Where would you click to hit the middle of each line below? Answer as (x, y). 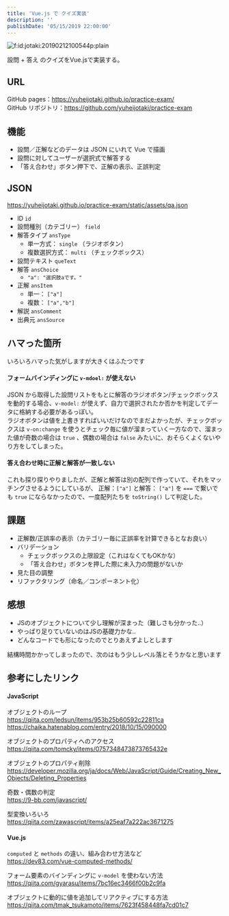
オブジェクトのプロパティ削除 (49, 763)
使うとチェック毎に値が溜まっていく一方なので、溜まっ (145, 429)
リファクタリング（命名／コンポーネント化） (80, 581)
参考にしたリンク (43, 678)
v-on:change (43, 430)
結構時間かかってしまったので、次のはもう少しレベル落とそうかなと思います (114, 654)
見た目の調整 (35, 572)
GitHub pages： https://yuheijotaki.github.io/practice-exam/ (91, 99)
